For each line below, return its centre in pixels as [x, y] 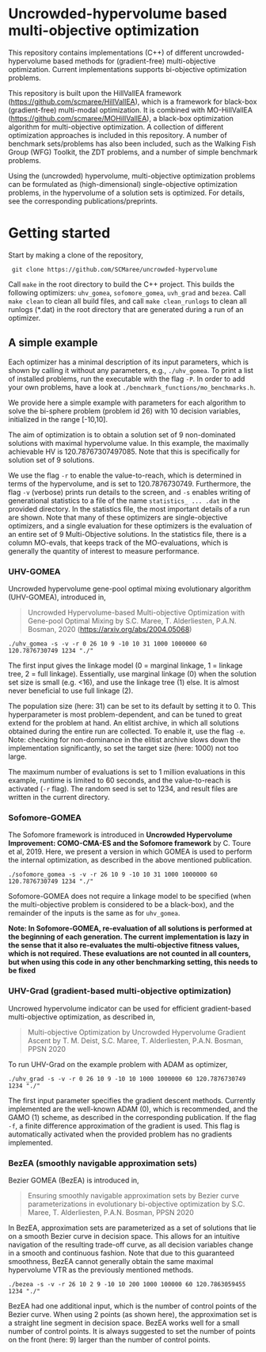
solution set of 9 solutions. [51, 459]
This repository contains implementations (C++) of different [106, 52]
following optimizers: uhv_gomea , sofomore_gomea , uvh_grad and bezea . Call [127, 292]
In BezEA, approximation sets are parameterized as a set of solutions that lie [132, 1228]
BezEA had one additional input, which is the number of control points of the [133, 1306]
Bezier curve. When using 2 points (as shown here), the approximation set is [133, 1314]
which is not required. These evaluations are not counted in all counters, [129, 954]
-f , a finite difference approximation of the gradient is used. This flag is [124, 1125]
